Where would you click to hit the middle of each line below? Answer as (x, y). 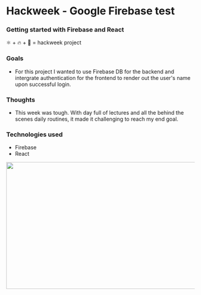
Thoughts (21, 100)
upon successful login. (43, 84)
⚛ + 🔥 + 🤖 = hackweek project (44, 42)
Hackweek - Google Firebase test (91, 11)
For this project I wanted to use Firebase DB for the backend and (95, 71)
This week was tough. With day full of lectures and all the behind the (99, 113)
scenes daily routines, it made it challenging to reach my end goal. (96, 119)
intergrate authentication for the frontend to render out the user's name (103, 78)
